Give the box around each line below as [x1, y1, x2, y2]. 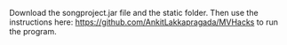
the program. [9, 26, 57, 36]
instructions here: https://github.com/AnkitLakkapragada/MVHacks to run [9, 17, 278, 27]
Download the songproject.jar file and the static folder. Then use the [9, 8, 259, 18]
